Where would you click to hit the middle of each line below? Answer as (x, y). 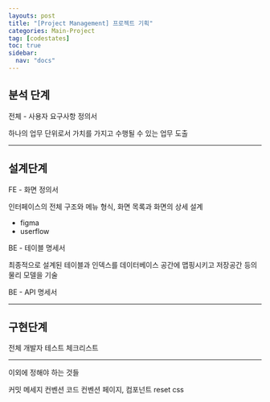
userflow (35, 231)
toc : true (25, 46)
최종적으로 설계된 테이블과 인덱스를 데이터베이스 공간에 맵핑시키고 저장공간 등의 (133, 265)
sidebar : (23, 53)
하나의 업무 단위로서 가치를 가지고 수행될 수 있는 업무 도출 (98, 133)
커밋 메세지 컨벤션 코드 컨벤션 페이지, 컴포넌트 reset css (96, 390)
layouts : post (32, 16)
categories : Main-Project (51, 31)
